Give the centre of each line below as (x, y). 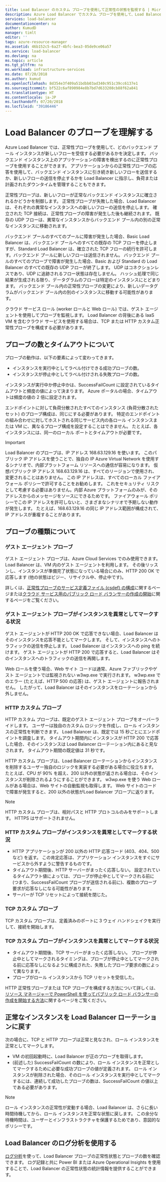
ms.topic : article (24, 60)
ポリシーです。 (20, 1126)
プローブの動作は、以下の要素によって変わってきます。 (61, 357)
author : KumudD (21, 28)
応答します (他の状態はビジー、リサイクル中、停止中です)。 (66, 577)
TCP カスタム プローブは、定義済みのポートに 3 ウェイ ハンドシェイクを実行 (83, 920)
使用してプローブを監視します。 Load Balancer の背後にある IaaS (88, 315)
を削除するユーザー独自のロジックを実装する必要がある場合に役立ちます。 (81, 767)
